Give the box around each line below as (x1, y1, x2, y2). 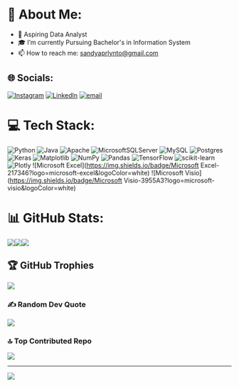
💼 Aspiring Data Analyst (17, 30, 87, 38)
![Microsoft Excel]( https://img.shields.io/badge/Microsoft (32, 160, 199, 170)
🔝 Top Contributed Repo (7, 336, 92, 346)
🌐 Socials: (7, 72, 54, 84)
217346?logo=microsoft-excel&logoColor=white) (7, 168, 150, 177)
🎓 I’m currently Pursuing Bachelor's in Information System (17, 38, 191, 46)
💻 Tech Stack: (7, 117, 95, 133)
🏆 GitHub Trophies (7, 259, 95, 272)
